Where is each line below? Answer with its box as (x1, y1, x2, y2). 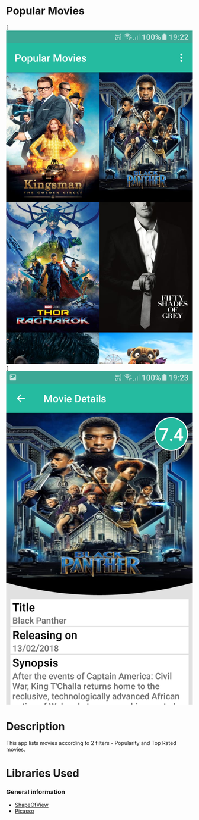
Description (6, 720, 65, 733)
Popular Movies (6, 4, 85, 18)
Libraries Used (6, 766, 79, 780)
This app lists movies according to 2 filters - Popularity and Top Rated (6, 739, 176, 746)
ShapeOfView (14, 802, 49, 809)
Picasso (14, 808, 34, 815)
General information (6, 787, 65, 796)
